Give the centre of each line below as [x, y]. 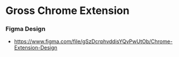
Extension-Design [36, 48]
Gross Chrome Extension [67, 11]
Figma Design [26, 29]
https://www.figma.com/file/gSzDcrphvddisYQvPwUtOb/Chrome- [93, 41]
